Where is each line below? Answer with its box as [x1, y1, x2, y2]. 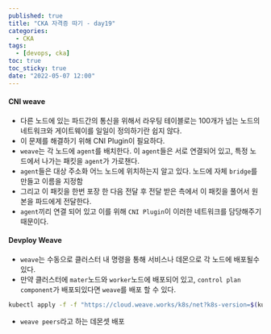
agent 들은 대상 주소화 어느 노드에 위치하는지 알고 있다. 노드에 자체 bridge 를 [19, 166, 258, 176]
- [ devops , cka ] [15, 49, 70, 57]
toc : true [8, 57, 42, 65]
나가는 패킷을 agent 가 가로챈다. [41, 156, 140, 165]
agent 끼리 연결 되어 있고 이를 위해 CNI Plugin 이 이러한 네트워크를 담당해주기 [19, 207, 262, 216]
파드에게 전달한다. [35, 196, 92, 206]
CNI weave [8, 97, 46, 106]
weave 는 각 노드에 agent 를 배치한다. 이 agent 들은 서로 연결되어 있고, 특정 [19, 146, 248, 156]
